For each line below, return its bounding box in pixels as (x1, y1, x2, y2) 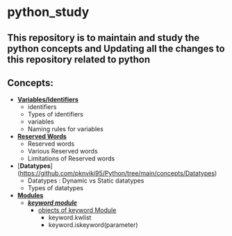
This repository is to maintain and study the (7, 32, 200, 44)
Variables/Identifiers (17, 95, 78, 104)
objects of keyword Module (38, 206, 117, 214)
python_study (7, 4, 90, 20)
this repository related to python (7, 53, 151, 65)
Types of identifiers (27, 110, 83, 119)
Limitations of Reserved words (27, 154, 115, 163)
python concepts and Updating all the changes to (7, 42, 225, 54)
